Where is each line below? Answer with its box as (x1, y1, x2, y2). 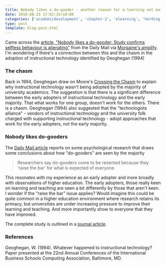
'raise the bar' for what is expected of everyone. (17, 165, 116, 171)
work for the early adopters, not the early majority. (5, 121, 108, 127)
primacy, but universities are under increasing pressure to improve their (5, 200, 151, 206)
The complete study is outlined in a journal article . (5, 221, 107, 227)
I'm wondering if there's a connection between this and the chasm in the (5, 50, 153, 56)
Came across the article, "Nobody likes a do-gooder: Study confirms (5, 39, 145, 45)
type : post (5, 21, 28, 26)
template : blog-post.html (5, 26, 58, 31)
